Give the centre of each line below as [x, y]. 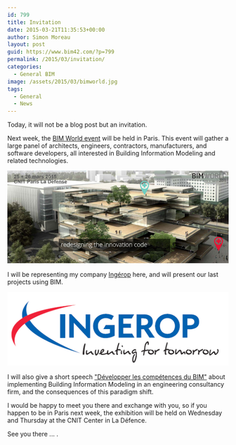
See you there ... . [33, 434]
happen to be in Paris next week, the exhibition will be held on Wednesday [115, 413]
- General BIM [34, 74]
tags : [15, 89]
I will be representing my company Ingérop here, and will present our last [113, 274]
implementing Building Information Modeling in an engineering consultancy [116, 385]
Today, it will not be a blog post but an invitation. [77, 125]
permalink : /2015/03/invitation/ [56, 60]
